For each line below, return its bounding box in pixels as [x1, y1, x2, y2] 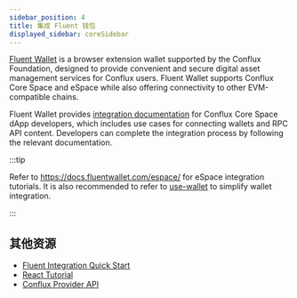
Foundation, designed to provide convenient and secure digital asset [9, 63, 261, 74]
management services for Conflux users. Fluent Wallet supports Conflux [9, 73, 274, 84]
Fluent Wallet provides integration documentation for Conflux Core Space [9, 109, 278, 120]
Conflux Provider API [21, 279, 100, 290]
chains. [52, 92, 79, 102]
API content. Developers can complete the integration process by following [9, 128, 285, 139]
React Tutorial [21, 270, 74, 280]
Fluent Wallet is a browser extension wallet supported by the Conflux [9, 54, 261, 65]
